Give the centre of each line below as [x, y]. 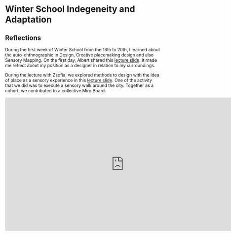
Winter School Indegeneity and [70, 9]
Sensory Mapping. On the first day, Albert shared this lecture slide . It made [81, 60]
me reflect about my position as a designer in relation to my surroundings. [80, 65]
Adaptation [28, 20]
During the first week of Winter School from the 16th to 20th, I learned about [83, 50]
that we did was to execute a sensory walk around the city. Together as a [79, 85]
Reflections [23, 38]
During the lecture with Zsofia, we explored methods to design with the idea [82, 75]
